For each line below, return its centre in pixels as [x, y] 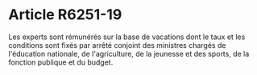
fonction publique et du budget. [61, 62]
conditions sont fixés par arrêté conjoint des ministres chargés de [117, 45]
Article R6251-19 [65, 15]
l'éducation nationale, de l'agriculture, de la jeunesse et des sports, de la [129, 53]
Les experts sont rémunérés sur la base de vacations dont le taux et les [127, 37]
